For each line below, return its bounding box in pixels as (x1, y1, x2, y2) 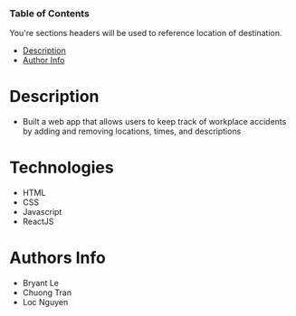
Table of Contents (9, 7, 91, 20)
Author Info (22, 55, 65, 66)
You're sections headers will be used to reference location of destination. (9, 28, 282, 39)
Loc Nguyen (22, 297, 69, 308)
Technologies (9, 157, 115, 178)
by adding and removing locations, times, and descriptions (22, 125, 242, 137)
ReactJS (22, 216, 54, 228)
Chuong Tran (22, 287, 72, 298)
